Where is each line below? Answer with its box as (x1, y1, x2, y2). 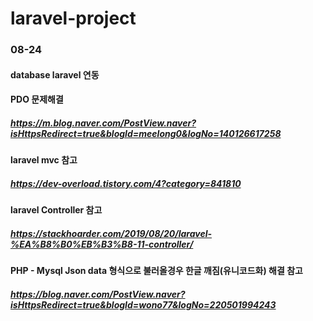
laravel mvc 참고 (10, 154, 78, 166)
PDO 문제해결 (10, 93, 64, 106)
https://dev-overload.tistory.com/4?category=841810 (10, 177, 242, 189)
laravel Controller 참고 (10, 204, 103, 216)
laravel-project (10, 7, 137, 30)
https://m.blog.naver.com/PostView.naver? (10, 117, 197, 129)
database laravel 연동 (10, 68, 100, 81)
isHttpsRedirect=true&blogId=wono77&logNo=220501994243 (10, 298, 277, 311)
